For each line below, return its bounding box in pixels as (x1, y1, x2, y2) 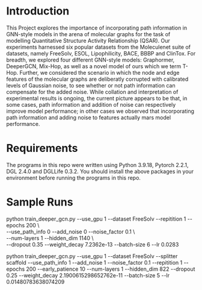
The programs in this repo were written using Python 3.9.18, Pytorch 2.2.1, (6, 161, 189, 168)
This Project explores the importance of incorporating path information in (6, 24, 188, 31)
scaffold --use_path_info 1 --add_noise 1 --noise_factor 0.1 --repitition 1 (6, 259, 183, 266)
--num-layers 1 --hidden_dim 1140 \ (6, 234, 94, 242)
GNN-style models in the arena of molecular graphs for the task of (6, 30, 171, 37)
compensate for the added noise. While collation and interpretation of (6, 88, 179, 95)
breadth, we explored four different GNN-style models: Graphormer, (6, 56, 175, 63)
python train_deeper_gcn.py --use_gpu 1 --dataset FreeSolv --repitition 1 (6, 215, 186, 222)
